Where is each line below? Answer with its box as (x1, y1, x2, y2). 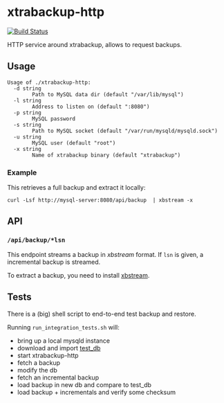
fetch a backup (17, 358, 61, 367)
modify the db (17, 366, 57, 374)
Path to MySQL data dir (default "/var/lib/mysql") (32, 91, 185, 98)
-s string (13, 121, 41, 128)
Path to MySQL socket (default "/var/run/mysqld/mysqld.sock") (32, 127, 218, 134)
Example (7, 168, 37, 177)
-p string (13, 109, 41, 116)
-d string (13, 84, 41, 92)
